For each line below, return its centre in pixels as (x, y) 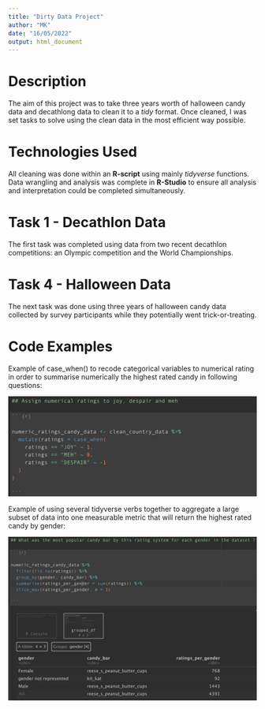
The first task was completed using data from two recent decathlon (118, 244)
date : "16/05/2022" (40, 33)
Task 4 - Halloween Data (90, 285)
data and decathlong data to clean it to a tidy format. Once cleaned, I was (127, 112)
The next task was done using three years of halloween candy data (117, 306)
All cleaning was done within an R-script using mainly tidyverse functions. (129, 174)
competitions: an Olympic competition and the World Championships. (121, 253)
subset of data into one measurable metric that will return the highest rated (130, 517)
